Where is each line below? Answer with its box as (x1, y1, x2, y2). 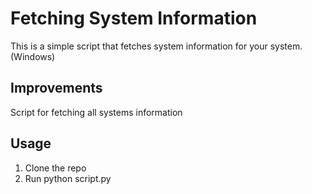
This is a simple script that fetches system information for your (10, 40, 268, 52)
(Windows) (10, 50, 56, 62)
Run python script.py (24, 172, 112, 184)
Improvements (10, 80, 103, 97)
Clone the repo (24, 162, 87, 174)
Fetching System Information (10, 7, 258, 30)
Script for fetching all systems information (10, 106, 183, 118)
